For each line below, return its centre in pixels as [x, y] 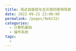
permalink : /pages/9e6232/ [32, 18]
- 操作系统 [19, 32]
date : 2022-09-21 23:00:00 [32, 14]
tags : [10, 37]
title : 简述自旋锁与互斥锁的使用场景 [38, 9]
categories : [17, 23]
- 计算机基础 [21, 28]
